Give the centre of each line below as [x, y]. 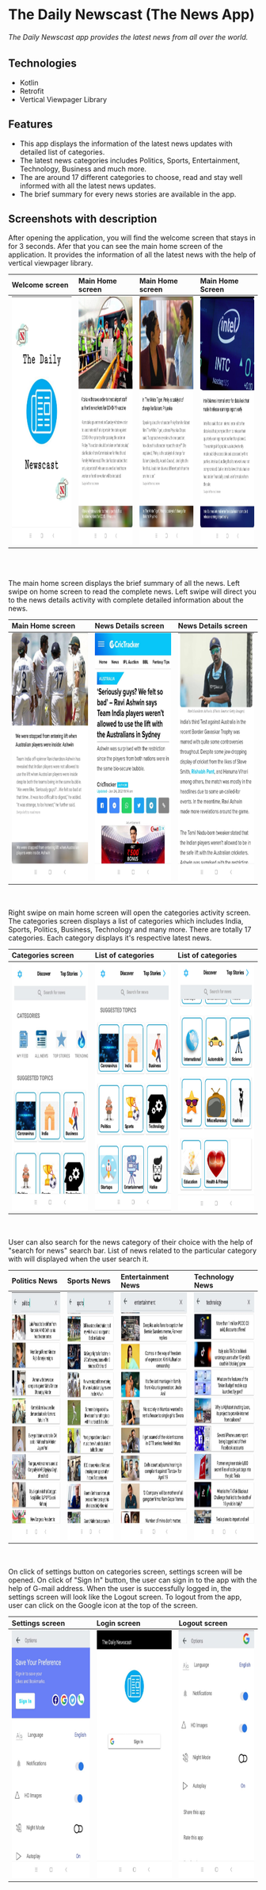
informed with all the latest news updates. [88, 186]
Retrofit [32, 91]
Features [30, 124]
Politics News [34, 1281]
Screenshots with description [83, 219]
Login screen [118, 1623]
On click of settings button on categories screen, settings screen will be [125, 1572]
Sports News [89, 1281]
